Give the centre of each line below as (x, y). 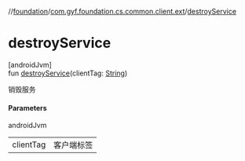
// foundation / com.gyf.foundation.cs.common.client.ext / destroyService (122, 11)
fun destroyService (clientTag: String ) (68, 73)
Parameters (27, 108)
